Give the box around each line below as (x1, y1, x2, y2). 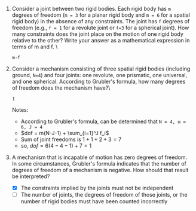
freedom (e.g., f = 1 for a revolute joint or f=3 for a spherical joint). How (11, 24, 189, 31)
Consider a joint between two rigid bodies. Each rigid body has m (11, 5, 171, 12)
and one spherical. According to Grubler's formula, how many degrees (11, 78, 186, 85)
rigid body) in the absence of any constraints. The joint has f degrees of (11, 18, 190, 25)
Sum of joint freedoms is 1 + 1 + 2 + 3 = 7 (20, 136, 122, 143)
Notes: (11, 106, 29, 113)
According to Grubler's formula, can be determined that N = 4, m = (20, 118, 186, 125)
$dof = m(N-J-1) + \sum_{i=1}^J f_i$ (20, 130, 109, 136)
